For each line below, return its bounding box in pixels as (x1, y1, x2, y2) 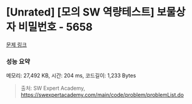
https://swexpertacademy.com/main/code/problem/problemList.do (20, 92, 184, 99)
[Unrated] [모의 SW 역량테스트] (6, 5, 155, 19)
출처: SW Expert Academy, (20, 84, 85, 92)
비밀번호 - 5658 (18, 20, 93, 34)
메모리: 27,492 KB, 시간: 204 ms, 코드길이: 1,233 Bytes (6, 72, 136, 79)
